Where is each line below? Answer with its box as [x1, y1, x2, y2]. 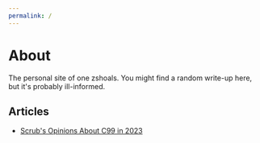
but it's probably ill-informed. [8, 81, 106, 91]
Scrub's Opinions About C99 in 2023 [19, 126, 143, 136]
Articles [8, 104, 50, 118]
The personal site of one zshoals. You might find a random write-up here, [8, 73, 253, 83]
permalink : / [8, 11, 52, 20]
